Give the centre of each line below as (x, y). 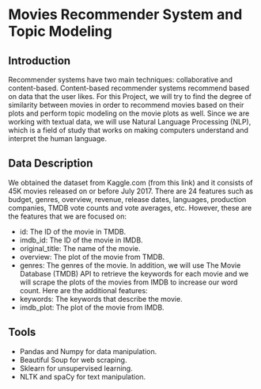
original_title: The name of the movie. (80, 248)
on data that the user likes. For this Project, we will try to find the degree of (130, 96)
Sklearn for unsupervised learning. (76, 368)
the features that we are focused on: (68, 216)
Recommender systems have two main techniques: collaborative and (121, 80)
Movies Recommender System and (125, 15)
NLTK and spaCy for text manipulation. (83, 376)
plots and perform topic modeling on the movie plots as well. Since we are (129, 113)
